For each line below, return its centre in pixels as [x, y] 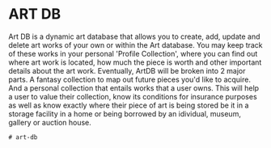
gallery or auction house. [50, 122]
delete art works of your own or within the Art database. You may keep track [135, 44]
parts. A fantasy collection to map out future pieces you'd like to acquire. [129, 79]
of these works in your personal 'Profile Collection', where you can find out [133, 53]
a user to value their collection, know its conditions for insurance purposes [133, 96]
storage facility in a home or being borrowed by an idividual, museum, [125, 113]
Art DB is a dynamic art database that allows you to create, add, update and [134, 36]
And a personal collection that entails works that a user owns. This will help [134, 88]
